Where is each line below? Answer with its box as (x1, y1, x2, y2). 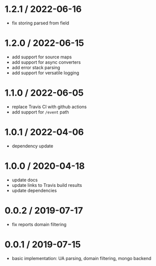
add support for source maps (11, 54, 72, 60)
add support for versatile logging (11, 70, 79, 76)
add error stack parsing (11, 64, 61, 70)
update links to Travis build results (11, 182, 82, 188)
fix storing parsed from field (11, 20, 70, 26)
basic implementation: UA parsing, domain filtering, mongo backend (11, 255, 152, 261)
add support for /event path (11, 109, 69, 115)
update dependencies (11, 187, 57, 193)
